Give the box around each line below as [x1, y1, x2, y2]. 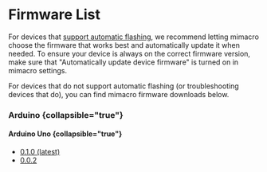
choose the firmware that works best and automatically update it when [8, 40, 241, 49]
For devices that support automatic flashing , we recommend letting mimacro [8, 32, 259, 41]
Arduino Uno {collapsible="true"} [8, 129, 123, 139]
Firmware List [8, 6, 101, 24]
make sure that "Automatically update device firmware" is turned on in [8, 57, 239, 67]
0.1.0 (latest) [19, 147, 61, 157]
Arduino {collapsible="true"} [8, 109, 124, 120]
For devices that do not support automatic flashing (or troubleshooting [8, 81, 239, 91]
